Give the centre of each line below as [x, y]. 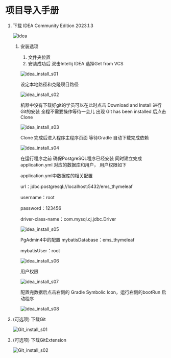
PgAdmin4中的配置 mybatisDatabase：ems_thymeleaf [77, 240]
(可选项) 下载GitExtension [40, 340]
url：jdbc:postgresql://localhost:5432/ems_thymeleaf [76, 186]
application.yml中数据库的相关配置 [56, 175]
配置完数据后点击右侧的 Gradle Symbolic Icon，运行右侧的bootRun [90, 292]
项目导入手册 [32, 10]
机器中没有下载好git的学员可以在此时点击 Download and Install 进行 [91, 105]
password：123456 [41, 208]
